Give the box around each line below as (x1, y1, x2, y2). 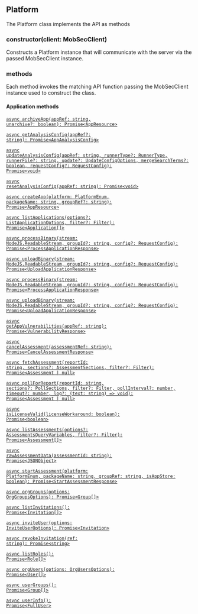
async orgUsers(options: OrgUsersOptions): (6, 566, 115, 573)
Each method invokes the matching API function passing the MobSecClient (6, 83, 189, 91)
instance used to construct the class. (6, 89, 96, 96)
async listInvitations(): (6, 504, 70, 510)
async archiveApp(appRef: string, (6, 116, 92, 122)
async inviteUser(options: (6, 520, 73, 526)
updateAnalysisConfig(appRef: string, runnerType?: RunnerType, (6, 152, 168, 159)
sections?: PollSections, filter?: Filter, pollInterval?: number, (6, 385, 176, 391)
